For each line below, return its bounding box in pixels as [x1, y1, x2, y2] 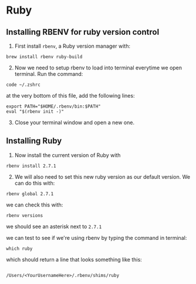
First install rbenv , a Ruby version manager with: [14, 42, 131, 49]
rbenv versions [6, 212, 43, 218]
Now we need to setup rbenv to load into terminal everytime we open [14, 64, 183, 71]
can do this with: [14, 179, 55, 186]
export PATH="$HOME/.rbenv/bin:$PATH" [6, 103, 101, 109]
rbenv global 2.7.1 [6, 191, 54, 197]
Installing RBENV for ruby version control [6, 27, 160, 37]
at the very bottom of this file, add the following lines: [6, 92, 135, 99]
